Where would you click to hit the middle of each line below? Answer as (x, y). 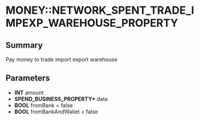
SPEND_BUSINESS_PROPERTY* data (61, 99)
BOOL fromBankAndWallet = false (56, 112)
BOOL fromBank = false (43, 105)
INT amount (29, 93)
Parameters (28, 78)
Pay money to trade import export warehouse (62, 59)
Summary (24, 45)
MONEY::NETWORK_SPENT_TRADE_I (100, 10)
